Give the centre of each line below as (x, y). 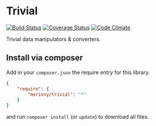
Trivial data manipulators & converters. (54, 39)
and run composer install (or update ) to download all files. (78, 117)
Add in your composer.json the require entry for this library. (78, 72)
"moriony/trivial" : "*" (57, 94)
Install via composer (45, 58)
